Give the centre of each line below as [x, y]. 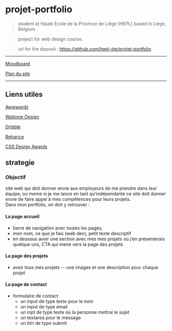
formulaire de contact [36, 296]
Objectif [16, 177]
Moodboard [18, 64]
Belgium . [28, 29]
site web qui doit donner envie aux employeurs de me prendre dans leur [81, 189]
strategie [20, 163]
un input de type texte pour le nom [57, 301]
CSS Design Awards [26, 147]
